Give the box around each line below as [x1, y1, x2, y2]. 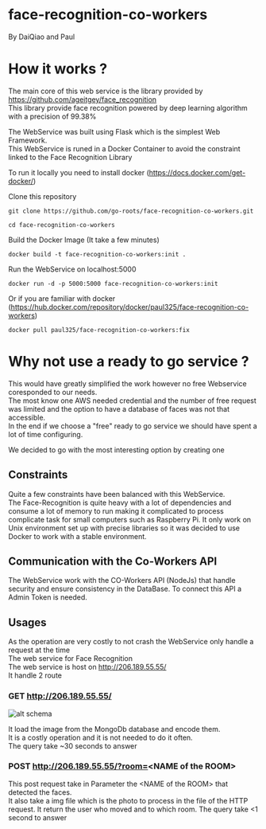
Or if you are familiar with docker [8, 293, 116, 303]
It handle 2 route [8, 671, 62, 680]
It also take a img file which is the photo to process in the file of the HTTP [8, 796, 249, 805]
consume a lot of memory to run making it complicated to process [8, 506, 224, 515]
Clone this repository [8, 191, 77, 201]
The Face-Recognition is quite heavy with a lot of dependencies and [8, 498, 232, 507]
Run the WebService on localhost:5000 [8, 264, 137, 274]
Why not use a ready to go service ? [8, 353, 249, 371]
